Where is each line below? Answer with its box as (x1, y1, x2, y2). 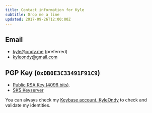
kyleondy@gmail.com (12, 54, 58, 60)
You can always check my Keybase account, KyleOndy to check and (5, 97, 147, 103)
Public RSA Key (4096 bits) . (12, 82, 70, 88)
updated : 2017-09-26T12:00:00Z (5, 17, 71, 22)
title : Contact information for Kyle (5, 7, 85, 13)
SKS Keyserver (12, 87, 44, 93)
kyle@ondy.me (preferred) (12, 49, 68, 55)
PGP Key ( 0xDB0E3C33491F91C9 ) (5, 68, 101, 77)
